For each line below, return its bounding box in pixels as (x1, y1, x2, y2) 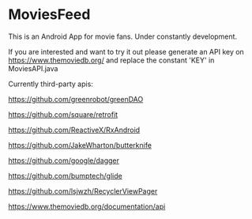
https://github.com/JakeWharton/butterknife (8, 140, 152, 149)
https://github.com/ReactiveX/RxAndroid (8, 125, 141, 134)
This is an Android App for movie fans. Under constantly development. (8, 32, 238, 41)
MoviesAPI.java (8, 63, 58, 73)
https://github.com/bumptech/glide (8, 171, 122, 180)
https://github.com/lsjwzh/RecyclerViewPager (8, 186, 158, 195)
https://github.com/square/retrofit (8, 109, 118, 119)
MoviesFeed (8, 6, 91, 24)
